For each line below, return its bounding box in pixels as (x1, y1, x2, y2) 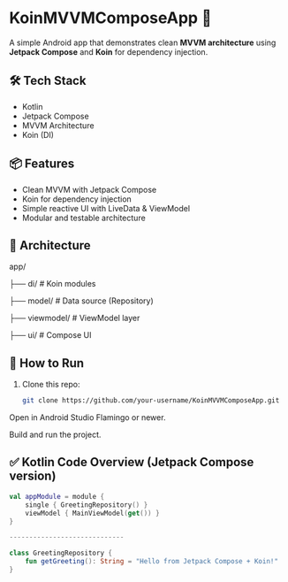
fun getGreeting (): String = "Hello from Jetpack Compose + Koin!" (25, 557, 278, 566)
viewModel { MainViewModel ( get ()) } (25, 509, 161, 517)
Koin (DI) (21, 129, 55, 140)
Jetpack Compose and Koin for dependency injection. (9, 46, 208, 57)
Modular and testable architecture (21, 212, 146, 223)
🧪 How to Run (9, 356, 85, 371)
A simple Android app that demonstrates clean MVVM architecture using (9, 37, 277, 48)
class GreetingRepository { (9, 548, 113, 558)
